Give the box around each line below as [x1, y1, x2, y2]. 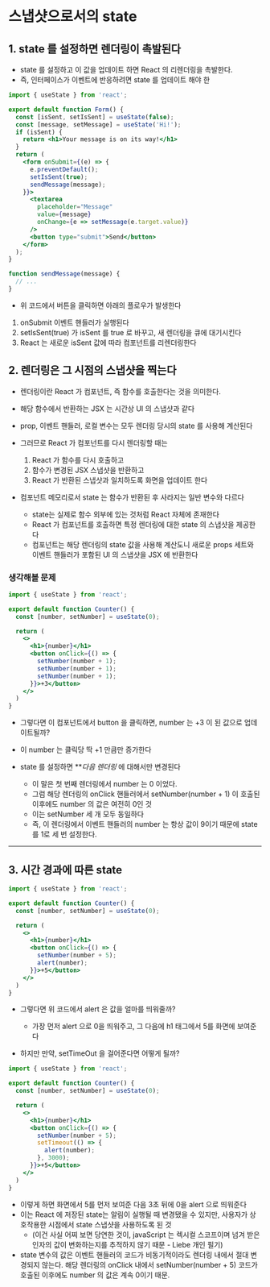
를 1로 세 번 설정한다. [31, 829, 98, 839]
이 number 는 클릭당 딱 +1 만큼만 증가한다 [19, 745, 152, 754]
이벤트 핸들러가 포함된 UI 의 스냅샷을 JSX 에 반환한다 [31, 550, 198, 559]
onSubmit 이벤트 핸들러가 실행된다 [19, 318, 130, 327]
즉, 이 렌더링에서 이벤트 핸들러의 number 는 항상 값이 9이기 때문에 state [31, 820, 259, 829]
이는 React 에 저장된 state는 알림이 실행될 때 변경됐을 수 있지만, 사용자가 [19, 1210, 248, 1219]
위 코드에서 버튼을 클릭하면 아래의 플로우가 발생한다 [19, 300, 182, 310]
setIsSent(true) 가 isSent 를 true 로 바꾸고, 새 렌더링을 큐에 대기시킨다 [19, 327, 242, 337]
